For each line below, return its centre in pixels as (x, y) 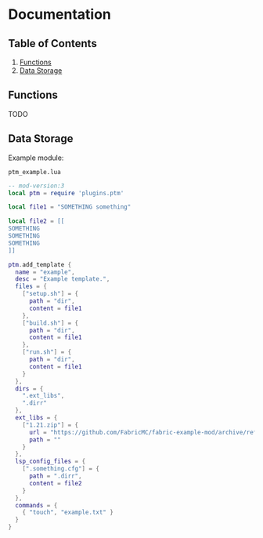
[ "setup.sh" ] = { (50, 294)
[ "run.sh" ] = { (47, 352)
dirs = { (29, 389)
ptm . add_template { (40, 264)
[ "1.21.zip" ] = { (50, 425)
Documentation (60, 15)
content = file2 (55, 483)
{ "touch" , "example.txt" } (68, 513)
